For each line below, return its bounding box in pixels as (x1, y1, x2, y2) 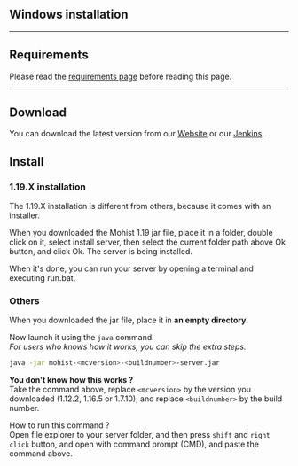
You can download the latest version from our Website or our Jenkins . (9, 128, 264, 139)
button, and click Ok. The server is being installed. (9, 246, 193, 257)
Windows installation (9, 7, 129, 22)
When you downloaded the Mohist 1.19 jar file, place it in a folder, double (9, 228, 273, 238)
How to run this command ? (9, 420, 110, 431)
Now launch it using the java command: (9, 332, 155, 343)
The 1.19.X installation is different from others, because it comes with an (9, 201, 271, 212)
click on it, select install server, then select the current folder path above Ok (9, 237, 286, 247)
